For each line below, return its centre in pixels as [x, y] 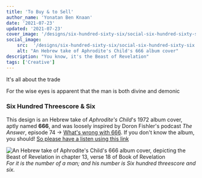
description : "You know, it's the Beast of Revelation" [78, 57]
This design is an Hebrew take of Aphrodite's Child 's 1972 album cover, [94, 119]
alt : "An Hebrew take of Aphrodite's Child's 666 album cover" [98, 51]
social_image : [24, 40]
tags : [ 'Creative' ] [31, 62]
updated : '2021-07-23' [35, 29]
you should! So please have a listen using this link [68, 138]
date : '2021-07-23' [31, 23]
